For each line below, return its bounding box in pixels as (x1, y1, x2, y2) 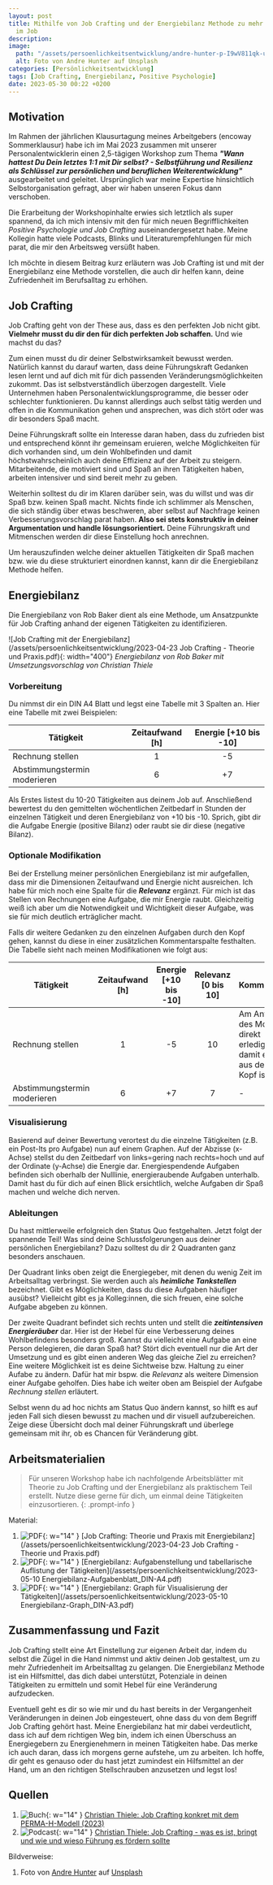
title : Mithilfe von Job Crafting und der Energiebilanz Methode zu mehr (8, 20, 264, 28)
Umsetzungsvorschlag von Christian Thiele (8, 660, 154, 670)
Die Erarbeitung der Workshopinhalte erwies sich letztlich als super (8, 208, 234, 218)
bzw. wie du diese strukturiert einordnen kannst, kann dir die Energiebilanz (8, 556, 258, 566)
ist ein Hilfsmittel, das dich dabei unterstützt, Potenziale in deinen (8, 1671, 227, 1681)
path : (15, 50, 35, 58)
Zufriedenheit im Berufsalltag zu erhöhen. (8, 276, 149, 285)
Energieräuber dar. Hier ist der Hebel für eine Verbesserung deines (8, 1327, 235, 1336)
